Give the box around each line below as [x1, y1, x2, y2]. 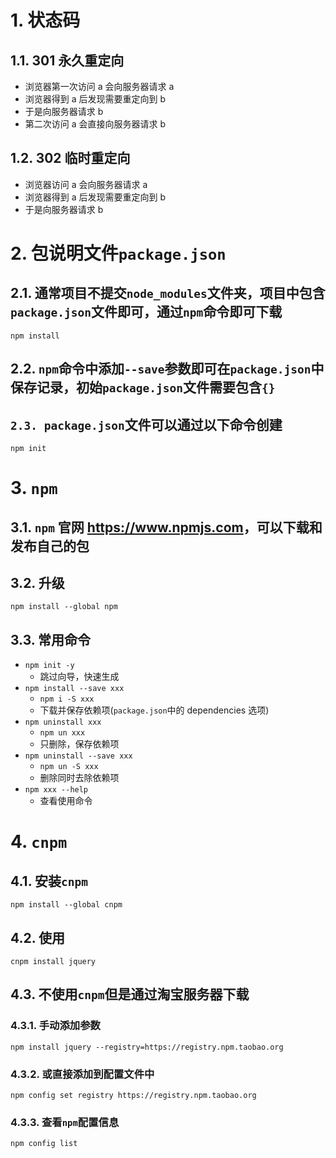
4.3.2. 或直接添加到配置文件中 [10, 1067, 155, 1081]
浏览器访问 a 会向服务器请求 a [24, 178, 148, 190]
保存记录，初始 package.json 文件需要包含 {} [10, 379, 276, 396]
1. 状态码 [10, 9, 81, 32]
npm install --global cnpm [10, 900, 123, 910]
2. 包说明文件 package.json [10, 242, 227, 265]
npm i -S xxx [39, 694, 95, 705]
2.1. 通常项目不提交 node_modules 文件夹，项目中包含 [10, 285, 326, 302]
